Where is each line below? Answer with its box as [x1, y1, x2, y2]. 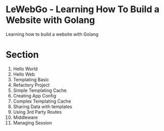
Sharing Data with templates [13, 103, 72, 110]
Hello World [13, 65, 38, 72]
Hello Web [13, 71, 35, 77]
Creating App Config [13, 92, 56, 99]
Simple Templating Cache [13, 87, 67, 93]
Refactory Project [13, 82, 50, 88]
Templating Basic [13, 76, 50, 82]
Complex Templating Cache [13, 98, 71, 104]
